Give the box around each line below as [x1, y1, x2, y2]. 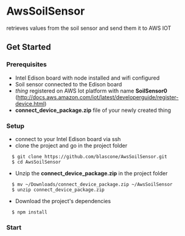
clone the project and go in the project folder [15, 142, 128, 149]
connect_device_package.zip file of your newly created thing [15, 106, 172, 114]
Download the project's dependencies [15, 197, 111, 204]
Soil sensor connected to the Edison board [15, 80, 122, 88]
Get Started [6, 42, 51, 52]
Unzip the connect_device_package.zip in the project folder [15, 169, 168, 177]
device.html [15, 100, 45, 107]
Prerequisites [6, 60, 47, 69]
